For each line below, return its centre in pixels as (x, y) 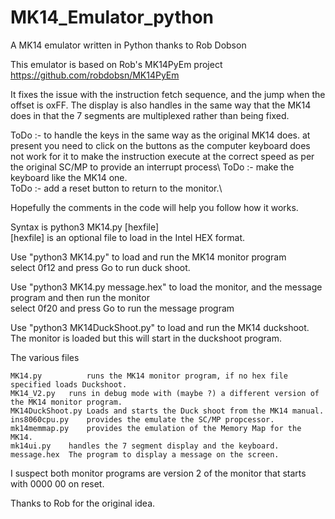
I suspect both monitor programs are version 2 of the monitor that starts (158, 473)
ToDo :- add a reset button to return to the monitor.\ (116, 188)
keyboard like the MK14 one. (69, 177)
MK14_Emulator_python (112, 17)
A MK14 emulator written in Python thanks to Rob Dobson (128, 45)
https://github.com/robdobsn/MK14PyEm (95, 75)
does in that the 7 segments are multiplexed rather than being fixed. (150, 115)
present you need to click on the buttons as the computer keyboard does (160, 145)
